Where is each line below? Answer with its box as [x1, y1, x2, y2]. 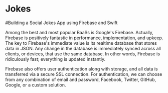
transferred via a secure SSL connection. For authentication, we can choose [5, 71, 162, 77]
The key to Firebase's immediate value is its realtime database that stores [5, 40, 157, 46]
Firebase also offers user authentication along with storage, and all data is [5, 66, 158, 72]
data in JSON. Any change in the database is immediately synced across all [5, 45, 161, 51]
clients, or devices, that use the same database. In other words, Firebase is [5, 51, 160, 57]
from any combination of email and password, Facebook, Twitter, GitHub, [5, 76, 156, 82]
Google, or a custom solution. [5, 81, 66, 88]
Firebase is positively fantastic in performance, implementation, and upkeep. [5, 35, 163, 41]
